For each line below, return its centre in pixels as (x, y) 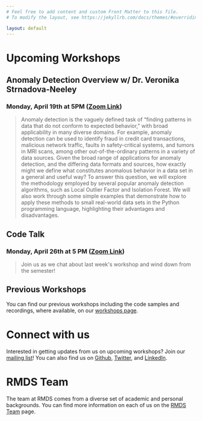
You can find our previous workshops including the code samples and (93, 304)
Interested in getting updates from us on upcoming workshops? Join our (96, 351)
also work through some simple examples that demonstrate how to (103, 196)
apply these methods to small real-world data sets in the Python (100, 202)
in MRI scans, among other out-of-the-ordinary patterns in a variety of (108, 151)
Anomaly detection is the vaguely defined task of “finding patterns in (106, 120)
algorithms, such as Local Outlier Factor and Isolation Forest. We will (106, 190)
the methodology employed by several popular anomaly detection (103, 183)
